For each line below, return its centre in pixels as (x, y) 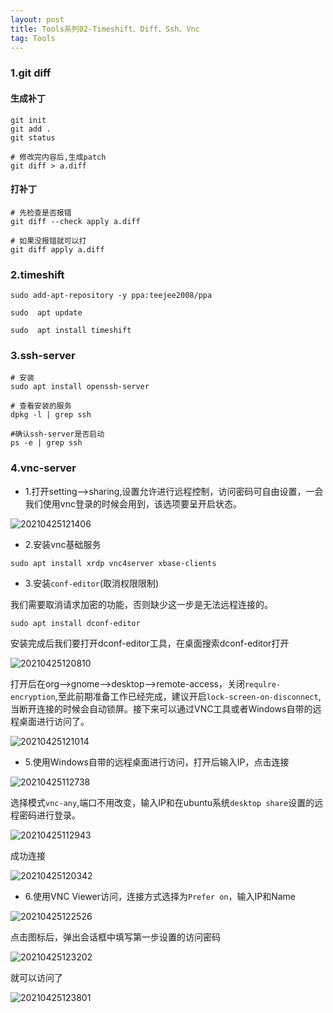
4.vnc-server (43, 468)
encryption (33, 697)
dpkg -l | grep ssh (51, 415)
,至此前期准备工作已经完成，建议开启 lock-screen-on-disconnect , (188, 696)
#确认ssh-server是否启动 (57, 434)
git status (33, 137)
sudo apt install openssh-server (80, 387)
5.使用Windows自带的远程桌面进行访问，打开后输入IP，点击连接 (157, 762)
